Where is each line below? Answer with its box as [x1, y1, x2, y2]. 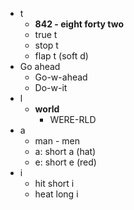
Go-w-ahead [34, 71, 88, 83]
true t [34, 29, 58, 40]
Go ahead [19, 61, 61, 72]
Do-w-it [34, 82, 68, 93]
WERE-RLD [49, 114, 97, 125]
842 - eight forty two [34, 18, 125, 30]
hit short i [34, 178, 75, 189]
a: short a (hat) [34, 146, 97, 157]
